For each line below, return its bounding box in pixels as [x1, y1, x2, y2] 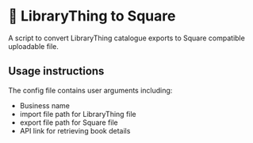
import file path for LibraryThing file [19, 109, 136, 119]
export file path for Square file [19, 118, 119, 127]
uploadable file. [8, 41, 59, 51]
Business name [19, 100, 70, 110]
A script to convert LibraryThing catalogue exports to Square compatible [8, 33, 246, 43]
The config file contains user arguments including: [8, 85, 173, 95]
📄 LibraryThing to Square [8, 7, 176, 25]
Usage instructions [8, 65, 105, 78]
